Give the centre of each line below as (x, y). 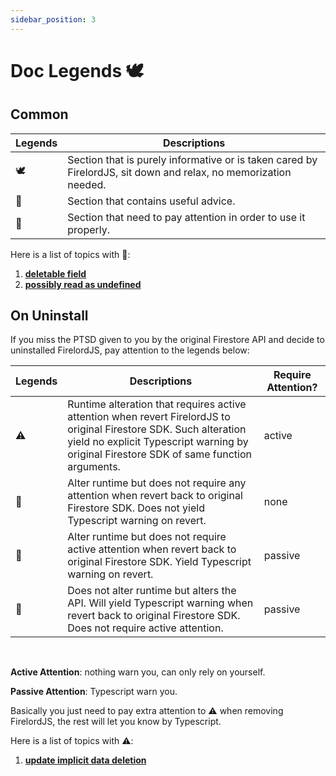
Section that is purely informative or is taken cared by (192, 159)
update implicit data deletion (85, 760)
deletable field (55, 273)
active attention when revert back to (152, 549)
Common (39, 114)
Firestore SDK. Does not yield (136, 508)
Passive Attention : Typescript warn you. (94, 692)
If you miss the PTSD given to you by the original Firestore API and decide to (167, 340)
